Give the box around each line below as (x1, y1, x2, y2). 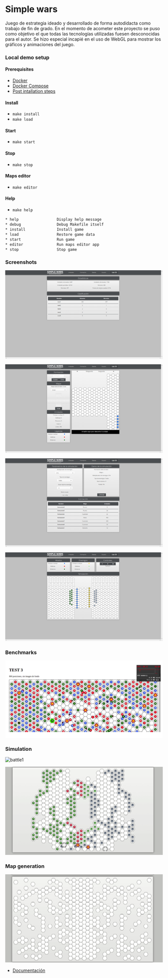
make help (12, 208, 33, 213)
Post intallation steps (12, 88, 56, 94)
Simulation (5, 745, 32, 752)
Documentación (12, 967, 45, 973)
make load (12, 117, 33, 122)
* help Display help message (5, 217, 101, 222)
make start (12, 139, 35, 145)
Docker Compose (12, 83, 49, 89)
